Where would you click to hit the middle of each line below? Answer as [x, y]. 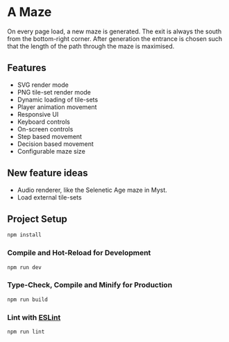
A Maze [29, 12]
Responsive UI [38, 114]
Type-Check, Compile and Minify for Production [90, 285]
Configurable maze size [51, 151]
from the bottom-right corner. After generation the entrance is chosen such [115, 38]
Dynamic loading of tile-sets [58, 99]
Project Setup [37, 219]
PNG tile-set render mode [54, 92]
